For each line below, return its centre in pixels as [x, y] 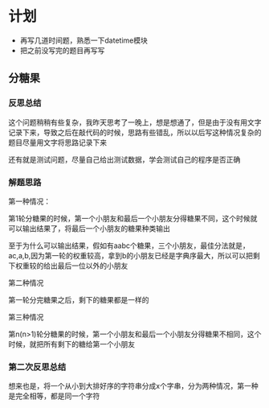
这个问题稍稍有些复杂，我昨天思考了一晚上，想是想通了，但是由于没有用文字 [135, 122]
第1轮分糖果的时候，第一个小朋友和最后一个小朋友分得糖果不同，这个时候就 [133, 218]
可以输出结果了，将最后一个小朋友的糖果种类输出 [89, 228]
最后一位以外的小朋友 [93, 266]
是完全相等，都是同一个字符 [54, 396]
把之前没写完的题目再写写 [62, 50]
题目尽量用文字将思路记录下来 [57, 142]
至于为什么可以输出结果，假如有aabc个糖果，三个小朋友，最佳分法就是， [129, 245]
